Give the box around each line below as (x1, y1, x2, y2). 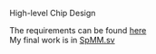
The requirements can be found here (9, 25, 147, 35)
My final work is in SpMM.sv (9, 35, 115, 45)
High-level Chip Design (9, 8, 96, 18)
